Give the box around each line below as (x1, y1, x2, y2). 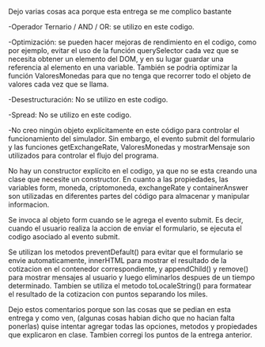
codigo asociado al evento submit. (8, 232, 120, 241)
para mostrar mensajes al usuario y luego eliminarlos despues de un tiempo (8, 273, 256, 282)
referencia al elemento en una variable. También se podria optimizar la (8, 63, 238, 72)
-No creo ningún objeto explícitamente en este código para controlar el (8, 126, 240, 135)
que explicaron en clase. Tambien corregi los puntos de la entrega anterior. (8, 330, 253, 339)
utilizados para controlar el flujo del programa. (8, 151, 159, 160)
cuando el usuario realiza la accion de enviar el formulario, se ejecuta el (8, 223, 243, 233)
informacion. (8, 200, 50, 209)
